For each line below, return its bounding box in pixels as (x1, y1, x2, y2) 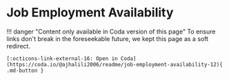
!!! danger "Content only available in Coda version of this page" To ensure (6, 27, 216, 36)
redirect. (6, 42, 30, 50)
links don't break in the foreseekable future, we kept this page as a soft (6, 34, 208, 42)
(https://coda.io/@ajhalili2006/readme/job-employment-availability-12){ (6, 61, 223, 68)
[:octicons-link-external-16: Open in (6, 55, 118, 62)
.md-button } (6, 67, 44, 74)
